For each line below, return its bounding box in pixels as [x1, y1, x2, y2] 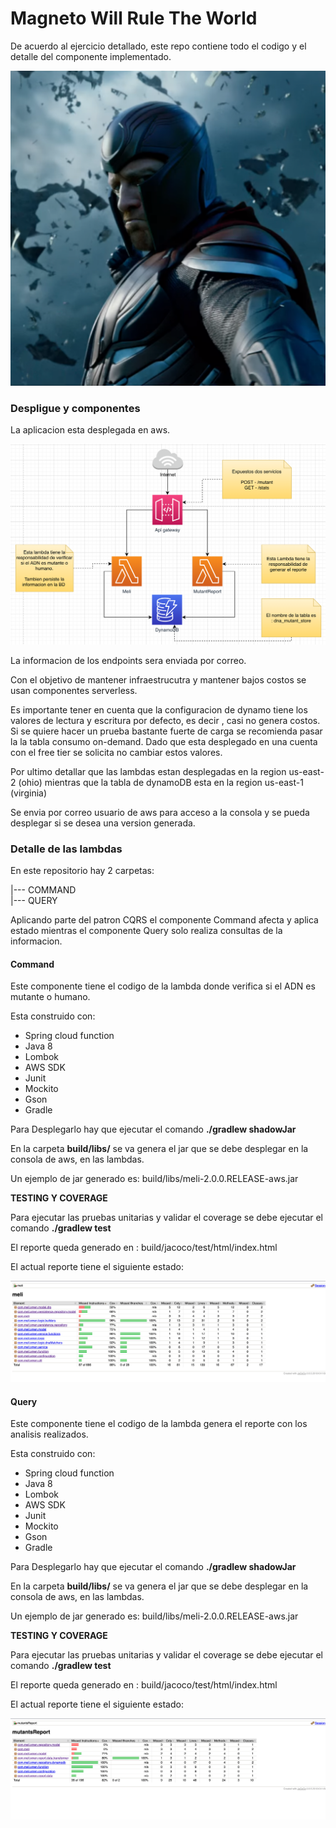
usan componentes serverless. [10, 684, 138, 696]
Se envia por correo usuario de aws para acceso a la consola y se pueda [10, 806, 310, 818]
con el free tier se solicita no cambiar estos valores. [10, 746, 223, 758]
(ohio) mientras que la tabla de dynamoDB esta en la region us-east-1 [18, 776, 304, 788]
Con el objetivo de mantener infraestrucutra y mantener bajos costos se [10, 673, 307, 686]
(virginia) [10, 787, 48, 799]
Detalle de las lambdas [10, 842, 123, 856]
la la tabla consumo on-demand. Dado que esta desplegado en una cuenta [10, 735, 318, 747]
